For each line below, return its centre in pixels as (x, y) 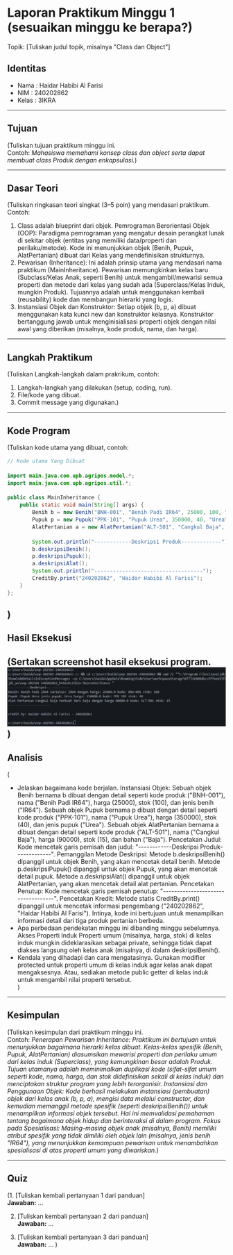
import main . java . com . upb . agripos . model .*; (71, 476)
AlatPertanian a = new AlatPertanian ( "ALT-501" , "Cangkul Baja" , (129, 527)
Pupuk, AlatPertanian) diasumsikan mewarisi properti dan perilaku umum (112, 1054)
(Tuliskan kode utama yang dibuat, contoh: (68, 447)
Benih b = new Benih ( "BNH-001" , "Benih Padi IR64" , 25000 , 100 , (127, 513)
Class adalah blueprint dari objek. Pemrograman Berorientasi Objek (113, 226)
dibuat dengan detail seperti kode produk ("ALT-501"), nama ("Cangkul (118, 832)
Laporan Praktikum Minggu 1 (91, 13)
